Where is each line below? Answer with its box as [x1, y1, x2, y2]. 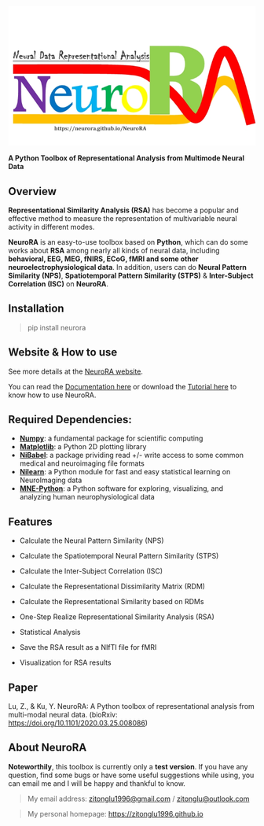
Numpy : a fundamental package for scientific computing [19, 433, 203, 443]
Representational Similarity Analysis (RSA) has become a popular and [8, 205, 240, 215]
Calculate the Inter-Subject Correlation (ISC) [19, 566, 163, 576]
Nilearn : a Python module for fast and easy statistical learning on [19, 467, 231, 477]
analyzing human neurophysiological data [19, 492, 155, 502]
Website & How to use [8, 345, 118, 360]
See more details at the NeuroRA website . [8, 367, 144, 376]
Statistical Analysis [19, 628, 81, 637]
